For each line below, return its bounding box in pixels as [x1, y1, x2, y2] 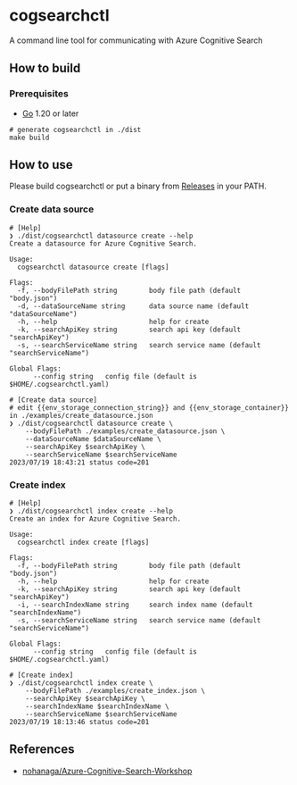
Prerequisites [9, 88, 69, 100]
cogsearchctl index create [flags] [17, 538, 150, 547]
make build [9, 133, 50, 142]
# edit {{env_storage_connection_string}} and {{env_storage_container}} [9, 403, 290, 412]
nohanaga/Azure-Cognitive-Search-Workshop [21, 765, 193, 776]
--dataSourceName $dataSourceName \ [25, 434, 162, 443]
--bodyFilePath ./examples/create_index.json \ [25, 687, 205, 696]
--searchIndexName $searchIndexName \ [25, 702, 169, 711]
